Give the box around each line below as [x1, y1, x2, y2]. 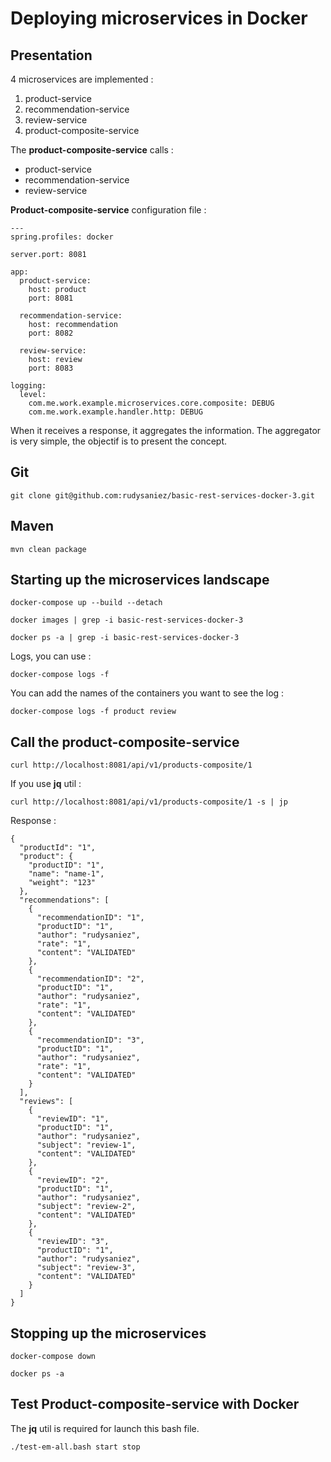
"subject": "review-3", [36, 1263, 137, 1273]
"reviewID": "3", [36, 1237, 110, 1247]
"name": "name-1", [28, 869, 105, 879]
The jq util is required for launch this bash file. [10, 1422, 200, 1434]
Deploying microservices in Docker [10, 7, 308, 30]
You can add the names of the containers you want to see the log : [10, 687, 285, 699]
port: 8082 [28, 328, 74, 338]
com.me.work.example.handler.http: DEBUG [28, 407, 203, 417]
